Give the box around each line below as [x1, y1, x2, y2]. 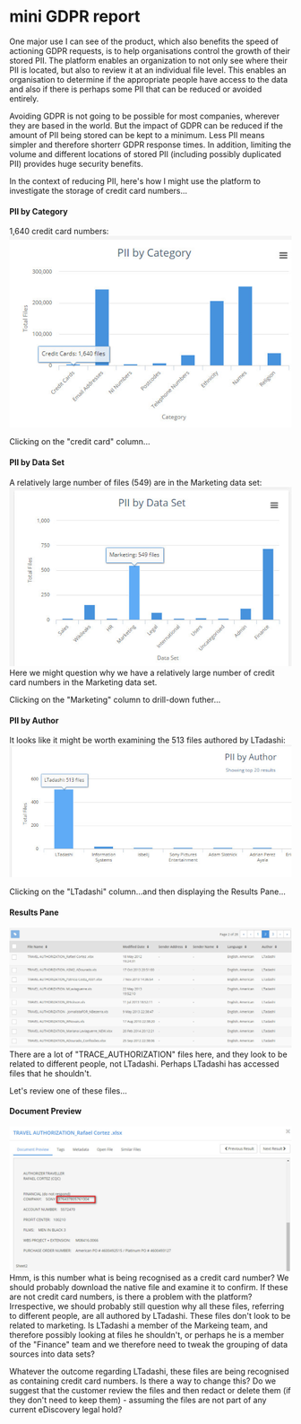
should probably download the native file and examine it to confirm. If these [9, 1281, 288, 1292]
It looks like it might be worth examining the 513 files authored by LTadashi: [9, 734, 287, 746]
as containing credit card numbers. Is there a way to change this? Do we [9, 1376, 276, 1386]
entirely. [9, 92, 39, 104]
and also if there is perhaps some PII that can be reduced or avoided [9, 84, 262, 94]
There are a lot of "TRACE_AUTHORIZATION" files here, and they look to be [9, 1049, 288, 1059]
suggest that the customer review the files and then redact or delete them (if [9, 1384, 291, 1395]
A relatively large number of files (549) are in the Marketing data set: [9, 477, 262, 488]
